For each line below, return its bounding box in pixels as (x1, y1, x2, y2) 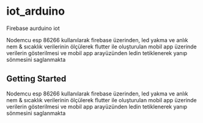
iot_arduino (6, 4, 65, 18)
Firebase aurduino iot (6, 24, 60, 32)
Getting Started (6, 73, 67, 84)
